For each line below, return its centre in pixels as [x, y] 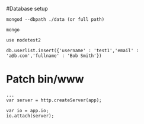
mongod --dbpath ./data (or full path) [55, 20]
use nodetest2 [24, 40]
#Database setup [27, 9]
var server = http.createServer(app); [54, 100]
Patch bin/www [45, 79]
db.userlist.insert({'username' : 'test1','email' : [73, 50]
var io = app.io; [28, 110]
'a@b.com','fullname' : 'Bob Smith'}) [54, 56]
